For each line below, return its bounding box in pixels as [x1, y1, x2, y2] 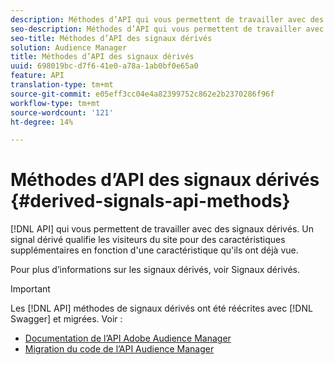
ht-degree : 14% [10, 117, 74, 127]
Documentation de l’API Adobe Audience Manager [24, 332, 232, 345]
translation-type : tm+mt [10, 80, 114, 90]
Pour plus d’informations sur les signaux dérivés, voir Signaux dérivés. [10, 264, 300, 276]
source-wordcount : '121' [10, 107, 114, 118]
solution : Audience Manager [10, 42, 128, 53]
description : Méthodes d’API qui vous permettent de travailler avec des [10, 14, 325, 25]
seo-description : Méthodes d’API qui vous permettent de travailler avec [10, 24, 325, 34]
